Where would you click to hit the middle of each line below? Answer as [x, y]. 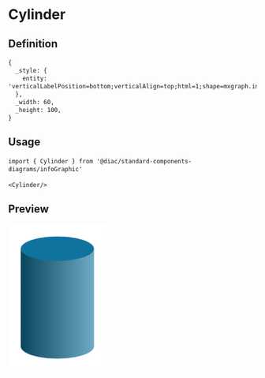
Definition [33, 44]
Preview [29, 210]
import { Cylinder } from [50, 161]
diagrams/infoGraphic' [45, 169]
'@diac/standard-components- [144, 161]
